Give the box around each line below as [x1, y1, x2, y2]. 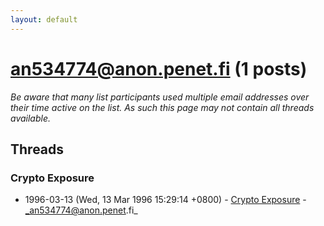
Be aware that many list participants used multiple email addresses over [10, 91, 310, 103]
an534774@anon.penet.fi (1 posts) [10, 57, 308, 80]
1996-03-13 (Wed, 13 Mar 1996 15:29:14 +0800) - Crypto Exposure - [24, 194, 307, 206]
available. [10, 112, 52, 124]
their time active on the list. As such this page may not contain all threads [10, 101, 315, 113]
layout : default [10, 14, 78, 25]
